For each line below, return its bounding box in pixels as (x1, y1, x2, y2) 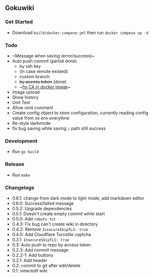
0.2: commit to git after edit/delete (12, 262, 81, 268)
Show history (12, 94, 39, 100)
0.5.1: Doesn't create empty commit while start (12, 211, 105, 217)
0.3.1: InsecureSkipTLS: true (12, 237, 69, 242)
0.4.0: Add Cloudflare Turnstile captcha (12, 231, 91, 237)
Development (5, 138, 38, 144)
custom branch (19, 73, 50, 79)
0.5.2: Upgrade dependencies (12, 205, 72, 211)
